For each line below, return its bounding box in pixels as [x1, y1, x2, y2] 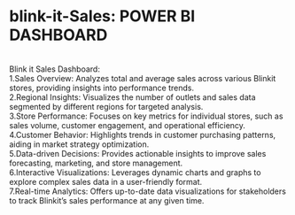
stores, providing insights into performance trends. [9, 82, 195, 93]
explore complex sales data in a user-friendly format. [9, 176, 203, 187]
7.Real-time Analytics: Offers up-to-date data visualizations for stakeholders [9, 186, 286, 196]
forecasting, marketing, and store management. [9, 157, 183, 168]
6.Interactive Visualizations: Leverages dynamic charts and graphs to [9, 166, 261, 178]
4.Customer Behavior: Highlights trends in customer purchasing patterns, [9, 129, 276, 140]
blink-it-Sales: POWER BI [9, 6, 196, 27]
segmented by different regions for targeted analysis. [9, 101, 204, 111]
